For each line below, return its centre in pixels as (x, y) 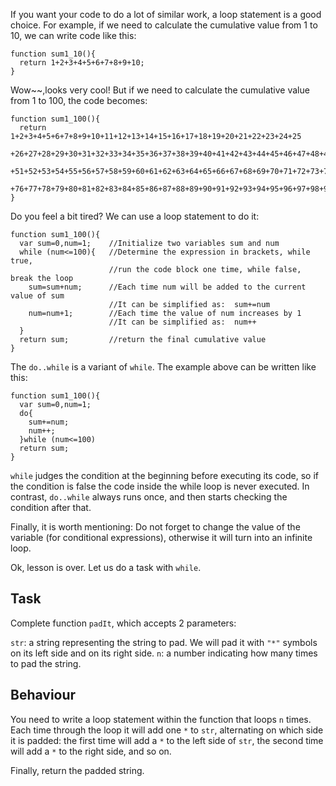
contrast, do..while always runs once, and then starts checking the (149, 497)
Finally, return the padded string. (77, 770)
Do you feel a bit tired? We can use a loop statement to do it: (135, 216)
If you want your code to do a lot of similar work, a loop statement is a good (166, 14)
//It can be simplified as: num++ (182, 322)
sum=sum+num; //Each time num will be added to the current (167, 287)
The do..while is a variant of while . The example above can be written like (163, 367)
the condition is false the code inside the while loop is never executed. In (160, 486)
